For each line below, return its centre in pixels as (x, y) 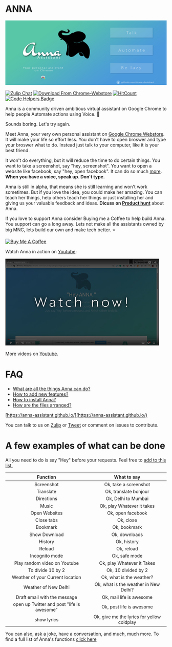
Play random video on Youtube (47, 563)
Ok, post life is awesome (127, 607)
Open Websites (47, 513)
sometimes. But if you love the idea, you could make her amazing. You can (84, 192)
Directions (47, 498)
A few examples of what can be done (85, 446)
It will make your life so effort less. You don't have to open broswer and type (86, 140)
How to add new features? (40, 394)
